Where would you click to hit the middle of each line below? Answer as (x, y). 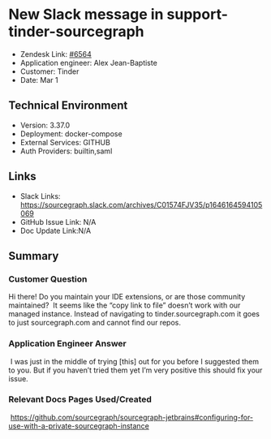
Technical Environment (68, 106)
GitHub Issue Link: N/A (58, 222)
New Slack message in (86, 15)
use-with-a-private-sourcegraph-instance (79, 426)
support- (198, 15)
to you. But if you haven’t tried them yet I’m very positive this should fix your (135, 370)
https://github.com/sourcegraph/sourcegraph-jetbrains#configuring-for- (132, 417)
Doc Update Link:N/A (56, 230)
